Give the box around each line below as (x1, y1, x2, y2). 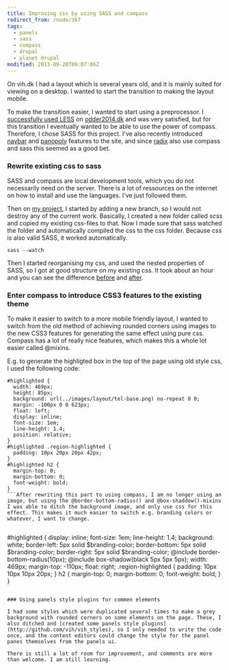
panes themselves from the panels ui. (7, 638, 118, 645)
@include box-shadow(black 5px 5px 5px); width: (68, 556, 208, 564)
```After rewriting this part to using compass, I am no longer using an (7, 491, 222, 499)
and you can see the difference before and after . (7, 273, 144, 282)
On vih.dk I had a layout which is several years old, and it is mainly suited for (7, 79, 222, 88)
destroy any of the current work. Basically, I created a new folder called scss (7, 212, 223, 220)
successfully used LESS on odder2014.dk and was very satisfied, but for (7, 114, 211, 123)
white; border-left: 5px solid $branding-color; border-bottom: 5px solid (7, 541, 206, 549)
